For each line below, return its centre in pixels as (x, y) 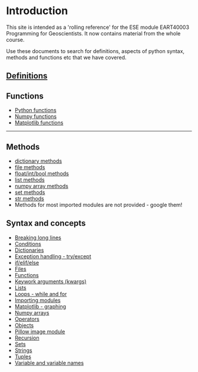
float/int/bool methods (42, 173)
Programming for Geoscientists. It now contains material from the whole (93, 33)
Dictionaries (29, 250)
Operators (27, 319)
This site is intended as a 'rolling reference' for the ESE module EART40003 (98, 27)
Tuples (23, 356)
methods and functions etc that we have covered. (66, 57)
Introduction (37, 11)
